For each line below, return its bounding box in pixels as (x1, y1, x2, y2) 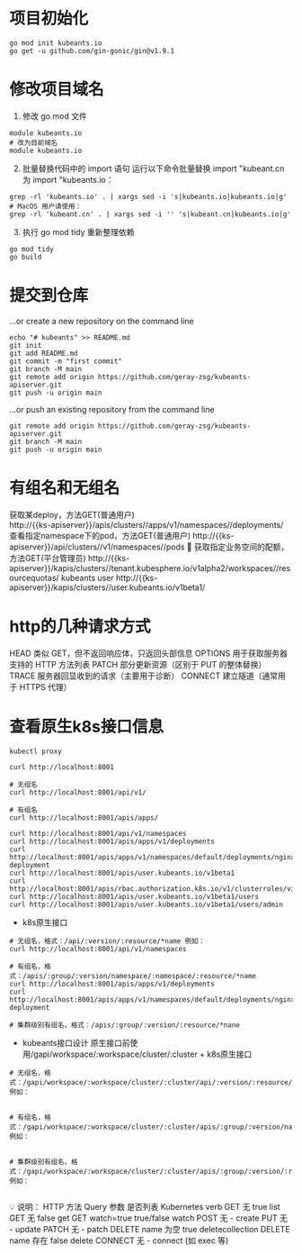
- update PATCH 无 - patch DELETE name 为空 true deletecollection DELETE (9, 1223, 290, 1234)
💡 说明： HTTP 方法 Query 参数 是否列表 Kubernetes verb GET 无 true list (9, 1201, 280, 1212)
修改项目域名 (9, 79, 105, 100)
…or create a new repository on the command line (9, 315, 195, 326)
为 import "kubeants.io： (22, 174, 114, 185)
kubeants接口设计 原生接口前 (22, 1037, 130, 1048)
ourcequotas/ (9, 572, 60, 583)
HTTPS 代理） (19, 681, 72, 692)
